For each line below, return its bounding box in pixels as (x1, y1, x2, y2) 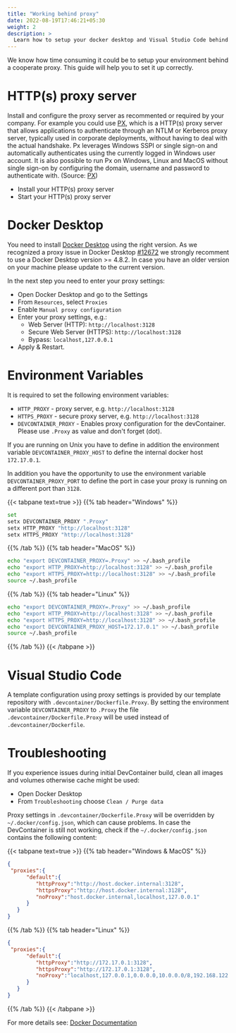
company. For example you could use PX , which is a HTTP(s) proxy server (7, 119, 223, 128)
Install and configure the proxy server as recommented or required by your (7, 111, 224, 120)
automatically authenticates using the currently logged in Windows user (7, 149, 216, 157)
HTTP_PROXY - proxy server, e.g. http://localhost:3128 (17, 404, 175, 412)
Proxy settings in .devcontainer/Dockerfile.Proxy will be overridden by (7, 811, 215, 819)
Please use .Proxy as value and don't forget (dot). (17, 427, 162, 435)
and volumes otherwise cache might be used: (7, 776, 139, 785)
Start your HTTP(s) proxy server (17, 192, 111, 201)
